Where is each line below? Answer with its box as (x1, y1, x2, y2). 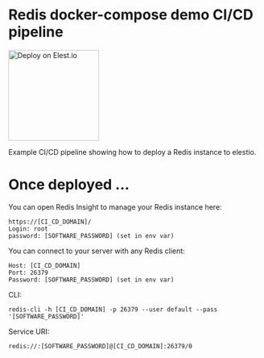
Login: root (8, 224, 48, 233)
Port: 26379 (8, 268, 48, 277)
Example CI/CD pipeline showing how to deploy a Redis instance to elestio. (8, 147, 257, 156)
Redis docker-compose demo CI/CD (8, 6, 254, 24)
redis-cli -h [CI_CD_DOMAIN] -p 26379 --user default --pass (8, 305, 218, 314)
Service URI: (8, 327, 50, 336)
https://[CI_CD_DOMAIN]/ (8, 218, 92, 226)
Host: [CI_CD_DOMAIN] (8, 261, 81, 269)
